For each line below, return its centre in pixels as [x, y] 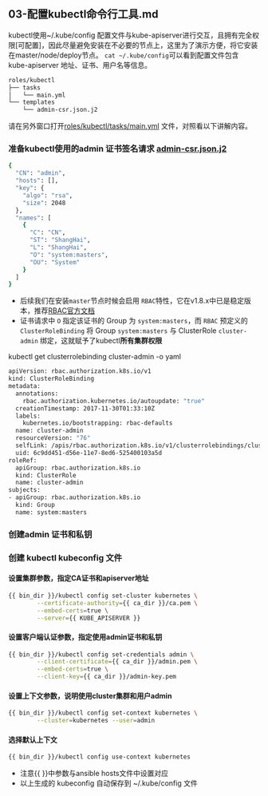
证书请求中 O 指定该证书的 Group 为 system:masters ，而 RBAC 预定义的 [134, 321]
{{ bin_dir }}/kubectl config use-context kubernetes [100, 757]
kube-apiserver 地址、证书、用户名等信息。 [80, 65]
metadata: [25, 386]
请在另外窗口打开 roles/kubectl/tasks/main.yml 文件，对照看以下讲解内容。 [130, 126]
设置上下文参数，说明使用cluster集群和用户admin [90, 695]
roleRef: [23, 460]
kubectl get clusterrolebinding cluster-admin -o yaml [95, 357]
